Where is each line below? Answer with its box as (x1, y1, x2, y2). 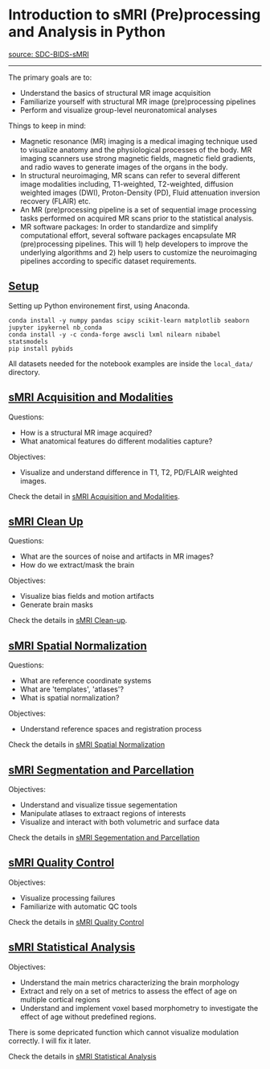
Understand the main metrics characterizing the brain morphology (19, 977, 239, 987)
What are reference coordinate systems (19, 676, 152, 686)
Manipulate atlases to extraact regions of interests (19, 809, 186, 818)
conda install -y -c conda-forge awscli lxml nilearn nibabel (8, 330, 221, 339)
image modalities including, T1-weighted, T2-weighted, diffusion (19, 179, 234, 188)
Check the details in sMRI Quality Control (8, 917, 145, 927)
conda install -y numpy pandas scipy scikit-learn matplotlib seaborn (8, 316, 250, 324)
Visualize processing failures (19, 893, 116, 902)
